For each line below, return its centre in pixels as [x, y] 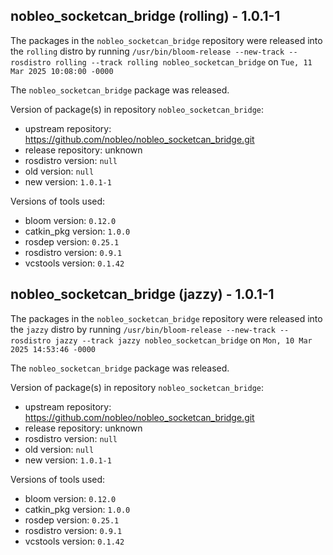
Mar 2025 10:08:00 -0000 [62, 71]
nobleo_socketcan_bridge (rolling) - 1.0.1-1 [145, 16]
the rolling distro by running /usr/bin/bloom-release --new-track [147, 51]
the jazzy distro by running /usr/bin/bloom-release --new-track [143, 329]
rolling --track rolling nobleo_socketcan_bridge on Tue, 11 [183, 61]
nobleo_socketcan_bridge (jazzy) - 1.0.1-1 [142, 294]
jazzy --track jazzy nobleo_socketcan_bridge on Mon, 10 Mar [183, 340]
